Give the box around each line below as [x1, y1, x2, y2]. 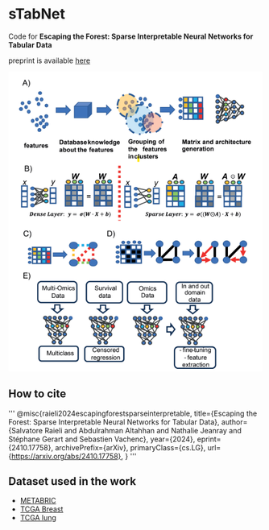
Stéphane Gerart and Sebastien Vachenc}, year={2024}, [8, 434, 196, 444]
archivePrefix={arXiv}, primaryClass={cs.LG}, [55, 442, 206, 452]
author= [221, 416, 248, 427]
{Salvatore [8, 425, 43, 435]
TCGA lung [19, 513, 56, 523]
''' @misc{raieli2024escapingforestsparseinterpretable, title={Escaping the [8, 408, 258, 418]
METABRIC [19, 496, 56, 506]
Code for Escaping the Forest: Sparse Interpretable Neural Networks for [8, 31, 254, 41]
